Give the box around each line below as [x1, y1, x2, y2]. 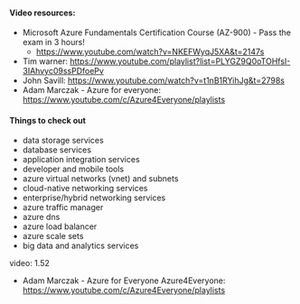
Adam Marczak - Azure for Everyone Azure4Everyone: [22, 275, 226, 286]
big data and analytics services [22, 240, 139, 252]
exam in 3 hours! [22, 37, 86, 48]
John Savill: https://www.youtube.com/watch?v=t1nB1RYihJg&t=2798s [22, 75, 285, 86]
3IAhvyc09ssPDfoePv [22, 66, 104, 77]
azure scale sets [22, 231, 84, 242]
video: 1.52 [9, 258, 50, 269]
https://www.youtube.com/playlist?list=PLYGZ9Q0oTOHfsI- [69, 56, 291, 67]
